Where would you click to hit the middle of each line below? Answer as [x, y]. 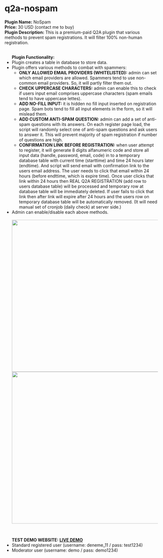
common [28, 83]
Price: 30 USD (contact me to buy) [39, 27]
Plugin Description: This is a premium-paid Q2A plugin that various [72, 32]
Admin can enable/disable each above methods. [60, 212]
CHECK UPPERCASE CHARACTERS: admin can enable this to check [88, 88]
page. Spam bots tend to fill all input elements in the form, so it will [86, 109]
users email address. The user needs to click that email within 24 [84, 171]
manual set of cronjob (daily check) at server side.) [70, 207]
